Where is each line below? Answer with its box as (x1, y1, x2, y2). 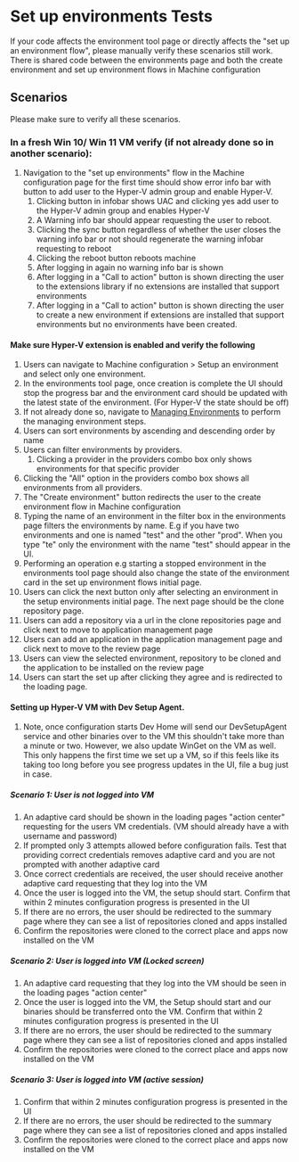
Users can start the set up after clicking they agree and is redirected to (22, 672, 283, 683)
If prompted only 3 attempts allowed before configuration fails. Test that (22, 840, 287, 851)
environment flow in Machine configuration (22, 501, 182, 512)
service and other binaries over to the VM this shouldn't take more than (22, 731, 285, 742)
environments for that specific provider (36, 464, 180, 474)
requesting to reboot (36, 243, 112, 254)
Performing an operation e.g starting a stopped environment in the (22, 558, 267, 569)
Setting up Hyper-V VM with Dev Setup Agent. (10, 702, 185, 713)
